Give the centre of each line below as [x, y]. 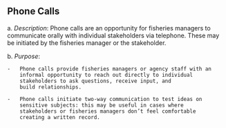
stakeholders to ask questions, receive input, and [95, 81]
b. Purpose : [23, 56]
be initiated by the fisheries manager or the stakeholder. [87, 43]
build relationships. [50, 87]
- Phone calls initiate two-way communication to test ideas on [105, 99]
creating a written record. [60, 117]
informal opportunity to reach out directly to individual [106, 75]
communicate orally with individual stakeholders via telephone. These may [113, 35]
